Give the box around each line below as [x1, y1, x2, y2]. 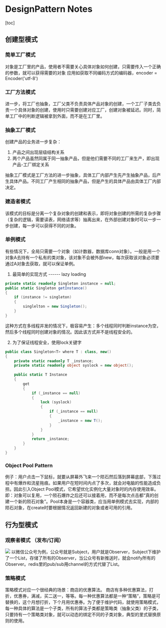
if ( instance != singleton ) [14, 295, 72, 300]
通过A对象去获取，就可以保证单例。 [5, 260, 78, 266]
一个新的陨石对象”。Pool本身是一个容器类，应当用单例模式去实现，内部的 [9, 499, 159, 504]
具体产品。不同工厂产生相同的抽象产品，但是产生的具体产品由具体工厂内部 [9, 178, 161, 184]
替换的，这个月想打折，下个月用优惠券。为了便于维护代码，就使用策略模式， [5, 599, 161, 605]
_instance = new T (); [58, 418, 103, 423]
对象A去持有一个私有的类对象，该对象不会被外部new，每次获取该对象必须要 [5, 254, 160, 260]
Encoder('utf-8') [5, 75, 39, 81]
